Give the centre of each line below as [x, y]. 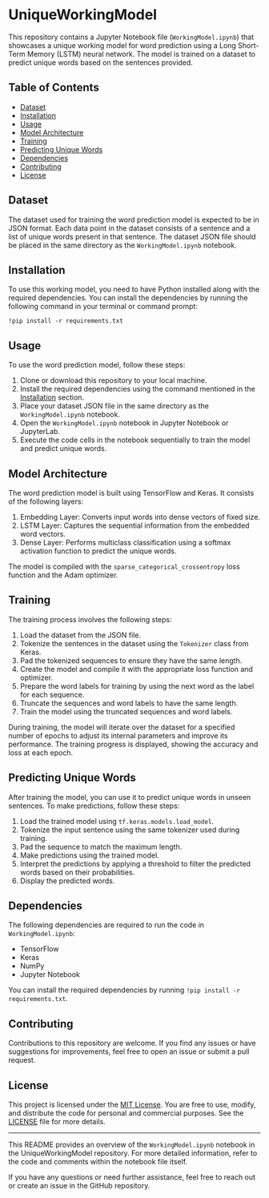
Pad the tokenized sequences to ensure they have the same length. [131, 660]
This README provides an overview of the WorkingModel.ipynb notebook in [132, 1145]
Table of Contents [54, 88]
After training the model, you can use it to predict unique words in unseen [130, 797]
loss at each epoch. [41, 752]
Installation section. [52, 397]
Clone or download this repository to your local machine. [113, 380]
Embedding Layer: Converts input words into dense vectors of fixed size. [140, 517]
